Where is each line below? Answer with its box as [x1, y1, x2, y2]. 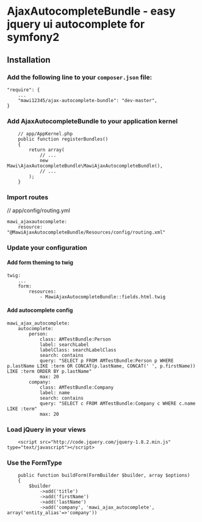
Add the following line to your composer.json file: [7, 73, 152, 81]
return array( [29, 147, 65, 153]
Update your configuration [7, 243, 87, 252]
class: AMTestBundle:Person [39, 336, 112, 342]
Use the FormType [7, 458, 63, 467]
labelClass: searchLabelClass [39, 347, 117, 353]
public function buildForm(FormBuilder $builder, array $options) [18, 472, 190, 479]
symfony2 [7, 31, 60, 44]
